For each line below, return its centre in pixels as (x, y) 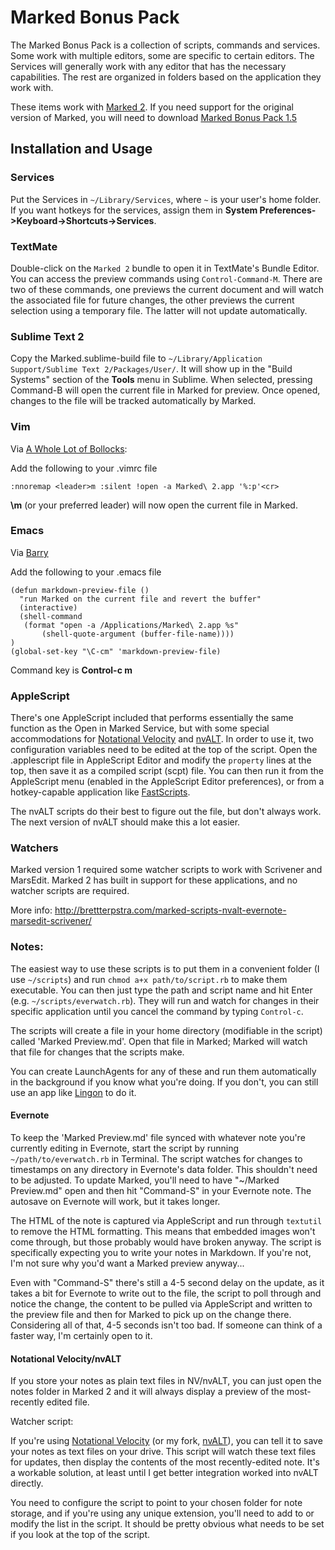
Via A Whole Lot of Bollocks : (69, 448)
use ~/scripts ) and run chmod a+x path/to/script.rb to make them (149, 979)
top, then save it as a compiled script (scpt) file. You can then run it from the (167, 771)
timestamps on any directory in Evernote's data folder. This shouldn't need (164, 1169)
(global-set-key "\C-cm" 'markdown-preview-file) (116, 651)
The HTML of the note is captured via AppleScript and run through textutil (166, 1220)
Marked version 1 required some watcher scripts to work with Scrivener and (166, 870)
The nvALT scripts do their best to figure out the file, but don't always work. (166, 812)
